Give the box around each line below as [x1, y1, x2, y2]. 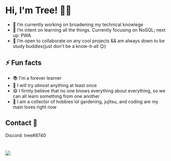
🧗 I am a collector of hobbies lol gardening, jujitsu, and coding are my [12, 98, 159, 104]
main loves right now [12, 104, 57, 110]
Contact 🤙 [5, 119, 38, 127]
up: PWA [12, 32, 32, 38]
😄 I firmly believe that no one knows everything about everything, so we [12, 88, 166, 94]
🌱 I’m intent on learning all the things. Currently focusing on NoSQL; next [12, 26, 166, 33]
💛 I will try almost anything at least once [12, 82, 97, 88]
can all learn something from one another [12, 93, 100, 99]
